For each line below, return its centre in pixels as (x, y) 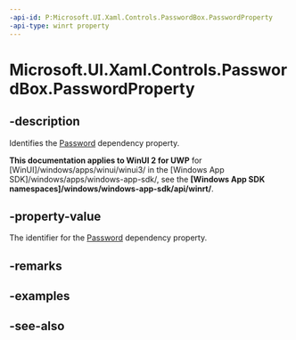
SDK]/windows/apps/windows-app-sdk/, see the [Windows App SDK (137, 179)
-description (45, 121)
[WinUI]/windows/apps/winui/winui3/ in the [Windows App (117, 169)
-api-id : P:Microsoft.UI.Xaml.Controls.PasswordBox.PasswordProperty (141, 17)
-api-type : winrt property (59, 26)
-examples (40, 296)
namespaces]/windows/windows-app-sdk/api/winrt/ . (111, 189)
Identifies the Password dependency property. (95, 142)
